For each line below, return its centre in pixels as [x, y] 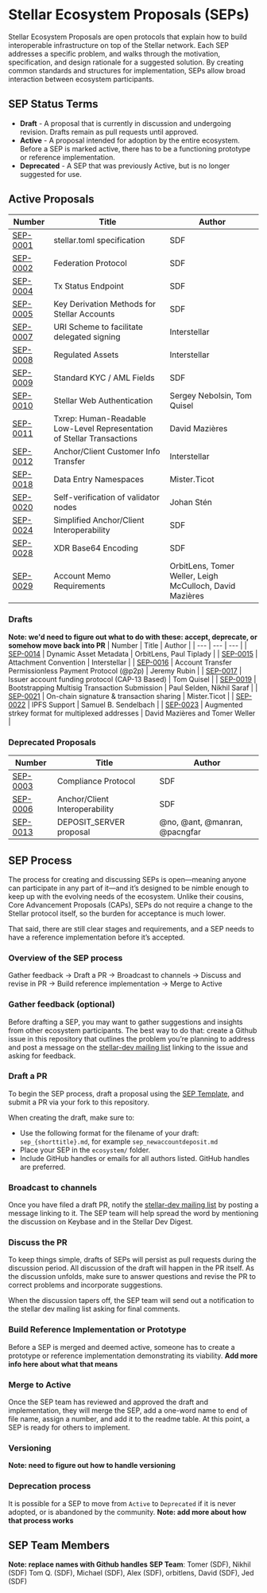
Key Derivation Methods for [105, 304]
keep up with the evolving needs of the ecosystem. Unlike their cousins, [126, 896]
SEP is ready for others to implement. [69, 1427]
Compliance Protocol [96, 781]
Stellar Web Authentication [103, 400]
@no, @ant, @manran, [201, 822]
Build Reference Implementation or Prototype [97, 1330]
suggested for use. [50, 174]
